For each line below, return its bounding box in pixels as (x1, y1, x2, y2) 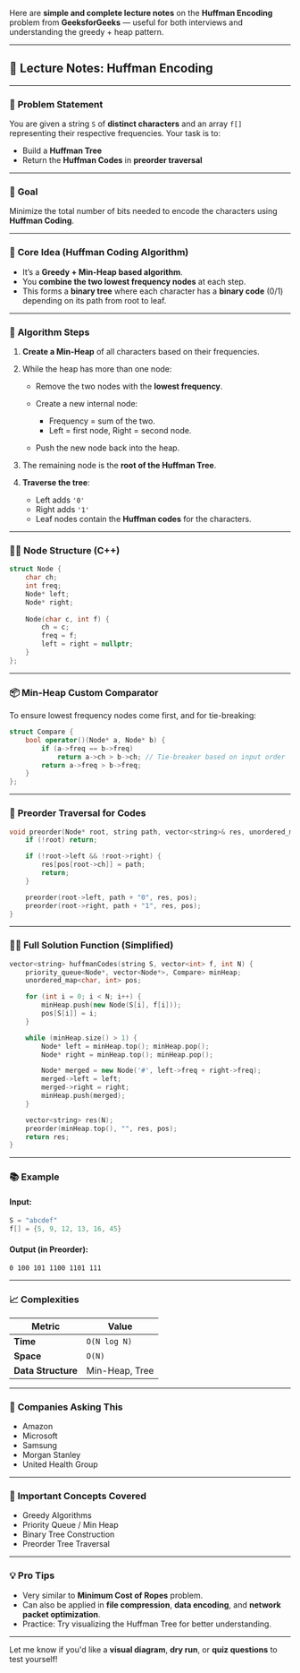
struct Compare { (9, 727, 74, 737)
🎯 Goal (9, 185, 38, 198)
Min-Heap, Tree (86, 1364, 154, 1377)
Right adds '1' (35, 504, 90, 514)
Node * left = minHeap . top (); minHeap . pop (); (41, 1042, 210, 1051)
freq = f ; (41, 631, 78, 640)
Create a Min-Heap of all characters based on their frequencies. (21, 347, 261, 356)
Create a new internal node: (35, 399, 138, 408)
